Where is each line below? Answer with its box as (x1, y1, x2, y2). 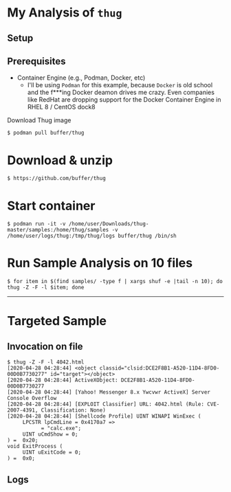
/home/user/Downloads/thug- (68, 221, 149, 227)
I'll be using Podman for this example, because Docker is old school (27, 81, 213, 89)
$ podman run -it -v (7, 221, 67, 227)
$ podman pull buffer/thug (7, 129, 85, 137)
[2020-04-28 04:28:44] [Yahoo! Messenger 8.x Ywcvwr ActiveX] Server (7, 389, 211, 396)
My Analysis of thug (7, 5, 122, 21)
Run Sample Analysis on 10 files (7, 256, 193, 271)
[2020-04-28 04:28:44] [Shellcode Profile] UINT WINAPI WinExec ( (7, 413, 201, 420)
